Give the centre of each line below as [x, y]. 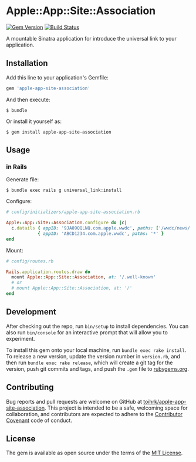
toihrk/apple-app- [165, 401]
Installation [27, 63]
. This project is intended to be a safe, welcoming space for [116, 408]
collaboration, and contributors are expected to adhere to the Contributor [94, 414]
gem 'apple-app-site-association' [48, 88]
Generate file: [23, 180]
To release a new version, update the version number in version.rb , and [93, 356]
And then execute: [28, 99]
